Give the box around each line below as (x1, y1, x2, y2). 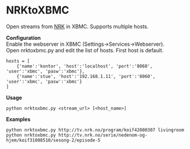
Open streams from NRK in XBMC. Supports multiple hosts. (6, 23, 149, 30)
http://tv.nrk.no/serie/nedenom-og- (58, 132, 148, 138)
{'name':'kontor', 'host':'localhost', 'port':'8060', (16, 63, 153, 69)
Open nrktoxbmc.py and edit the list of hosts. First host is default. (6, 46, 164, 53)
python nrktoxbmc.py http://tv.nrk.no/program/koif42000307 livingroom (6, 127, 184, 133)
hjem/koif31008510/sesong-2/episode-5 (6, 137, 101, 143)
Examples (6, 116, 31, 123)
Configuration (6, 34, 41, 41)
